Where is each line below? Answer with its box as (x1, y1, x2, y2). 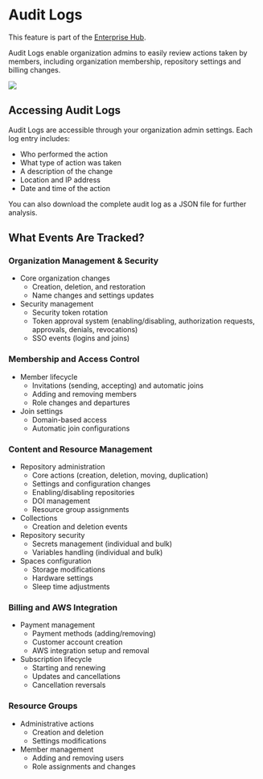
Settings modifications (31, 735, 107, 745)
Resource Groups (8, 700, 78, 711)
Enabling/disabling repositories (31, 488, 135, 498)
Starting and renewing (31, 663, 106, 673)
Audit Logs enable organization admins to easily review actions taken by (8, 48, 248, 57)
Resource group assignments (31, 505, 129, 514)
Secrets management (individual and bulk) (31, 539, 173, 549)
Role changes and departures (31, 398, 130, 407)
